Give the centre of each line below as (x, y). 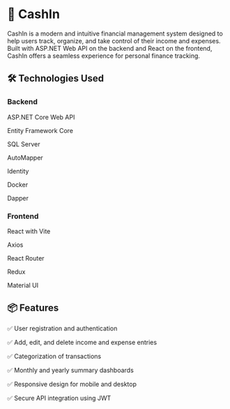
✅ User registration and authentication (62, 328)
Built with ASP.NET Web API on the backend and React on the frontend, (110, 48)
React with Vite (29, 231)
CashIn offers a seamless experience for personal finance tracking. (104, 56)
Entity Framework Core (40, 130)
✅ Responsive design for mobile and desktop (72, 384)
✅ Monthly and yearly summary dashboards (70, 370)
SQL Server (24, 144)
